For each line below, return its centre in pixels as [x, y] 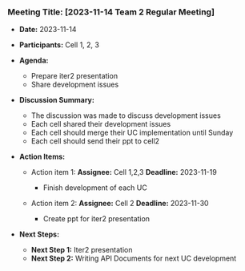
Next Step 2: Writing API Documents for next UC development [134, 258]
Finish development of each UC [95, 188]
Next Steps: [39, 234]
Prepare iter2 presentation [74, 76]
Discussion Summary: [57, 100]
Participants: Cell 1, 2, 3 [59, 45]
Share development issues [75, 85]
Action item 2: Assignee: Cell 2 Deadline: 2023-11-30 [120, 204]
